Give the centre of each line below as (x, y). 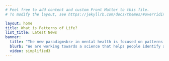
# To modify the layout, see (36, 14)
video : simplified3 (30, 51)
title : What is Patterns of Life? (41, 28)
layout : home (19, 23)
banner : (13, 37)
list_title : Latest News (31, 33)
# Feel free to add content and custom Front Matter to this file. (77, 10)
